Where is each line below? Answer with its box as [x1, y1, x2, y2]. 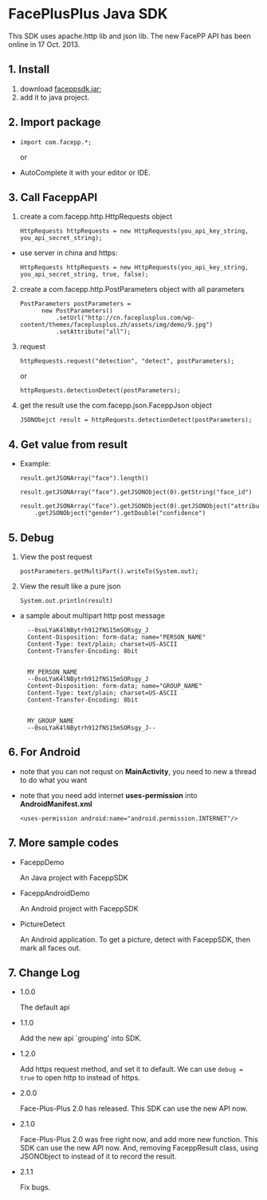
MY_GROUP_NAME [27, 717, 74, 725]
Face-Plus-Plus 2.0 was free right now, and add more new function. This [19, 1135, 259, 1144]
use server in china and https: [19, 248, 118, 258]
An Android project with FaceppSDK [19, 903, 139, 913]
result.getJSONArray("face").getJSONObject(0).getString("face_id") [19, 488, 253, 497]
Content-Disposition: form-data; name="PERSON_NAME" [27, 633, 206, 641]
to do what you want [19, 775, 88, 785]
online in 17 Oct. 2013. [8, 39, 80, 49]
